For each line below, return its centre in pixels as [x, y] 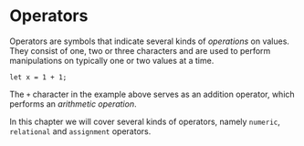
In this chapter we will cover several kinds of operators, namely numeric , [145, 121]
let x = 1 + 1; [38, 77]
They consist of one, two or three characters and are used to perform [140, 50]
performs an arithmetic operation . [73, 104]
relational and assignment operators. [80, 131]
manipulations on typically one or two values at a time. [112, 60]
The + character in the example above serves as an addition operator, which [152, 94]
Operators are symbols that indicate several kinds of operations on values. [150, 41]
